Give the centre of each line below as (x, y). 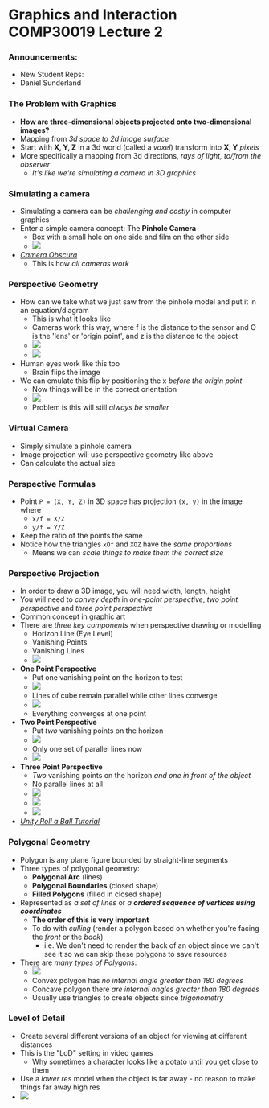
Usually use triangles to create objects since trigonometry (128, 997)
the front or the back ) (67, 937)
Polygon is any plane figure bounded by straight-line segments (124, 859)
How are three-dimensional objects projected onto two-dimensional (136, 122)
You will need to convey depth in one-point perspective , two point (129, 599)
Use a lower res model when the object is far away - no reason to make (138, 1078)
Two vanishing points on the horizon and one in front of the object (141, 776)
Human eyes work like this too (70, 364)
